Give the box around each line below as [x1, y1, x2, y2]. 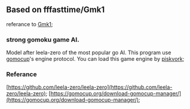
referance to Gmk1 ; [6, 20, 53, 27]
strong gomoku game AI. [6, 35, 79, 43]
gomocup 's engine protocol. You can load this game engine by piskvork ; [6, 55, 185, 63]
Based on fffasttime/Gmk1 [6, 5, 105, 15]
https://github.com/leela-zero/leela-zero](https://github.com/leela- [8, 83, 173, 91]
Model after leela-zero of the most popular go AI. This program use [6, 49, 171, 56]
